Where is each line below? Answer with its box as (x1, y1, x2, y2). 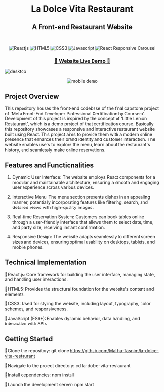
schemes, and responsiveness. (5, 306, 68, 312)
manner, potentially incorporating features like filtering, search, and (12, 199, 148, 205)
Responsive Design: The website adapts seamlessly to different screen (12, 233, 155, 239)
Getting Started (5, 335, 53, 343)
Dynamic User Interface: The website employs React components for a (12, 174, 155, 180)
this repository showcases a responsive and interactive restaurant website (5, 126, 155, 132)
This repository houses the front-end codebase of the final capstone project (5, 105, 159, 111)
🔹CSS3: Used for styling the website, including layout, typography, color (5, 300, 151, 306)
